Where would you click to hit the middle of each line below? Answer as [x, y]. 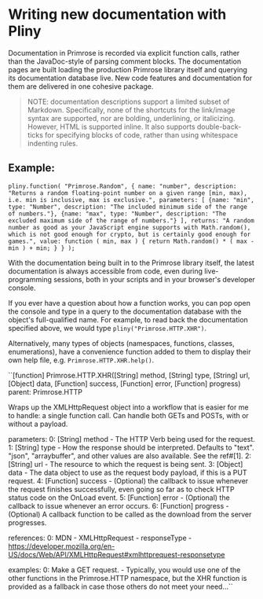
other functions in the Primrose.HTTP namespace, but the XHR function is [128, 578]
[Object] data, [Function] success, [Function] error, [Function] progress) [124, 384]
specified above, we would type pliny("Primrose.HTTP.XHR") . [107, 328]
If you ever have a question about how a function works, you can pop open [130, 303]
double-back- [219, 127]
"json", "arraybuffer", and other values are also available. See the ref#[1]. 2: [130, 456]
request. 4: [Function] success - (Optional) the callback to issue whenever [128, 480]
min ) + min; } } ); [42, 248]
